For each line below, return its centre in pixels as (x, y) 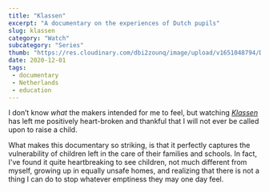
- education (32, 90)
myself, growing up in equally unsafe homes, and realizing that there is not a (134, 171)
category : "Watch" (39, 38)
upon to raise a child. (43, 130)
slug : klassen (32, 30)
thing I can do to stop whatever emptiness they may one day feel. (116, 179)
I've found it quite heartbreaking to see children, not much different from (128, 162)
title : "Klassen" (37, 16)
